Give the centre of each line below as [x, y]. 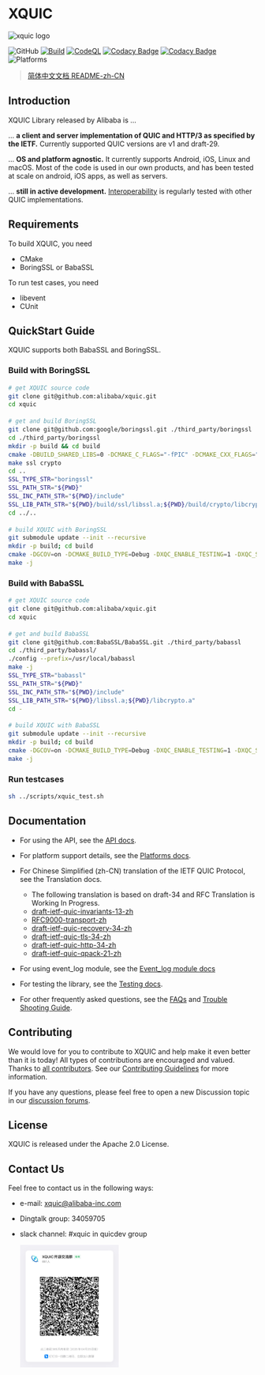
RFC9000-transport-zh [69, 919]
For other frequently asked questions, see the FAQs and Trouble [123, 999]
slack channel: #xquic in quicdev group [83, 1234]
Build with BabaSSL [46, 583]
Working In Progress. [65, 902]
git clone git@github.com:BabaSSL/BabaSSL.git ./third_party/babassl [125, 642]
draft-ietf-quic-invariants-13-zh [82, 911]
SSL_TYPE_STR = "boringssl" [50, 480]
